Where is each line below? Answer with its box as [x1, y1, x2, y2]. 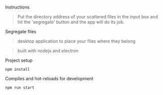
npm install [5, 67, 30, 72]
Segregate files [5, 29, 36, 34]
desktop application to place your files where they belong [17, 38, 136, 44]
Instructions [5, 4, 30, 10]
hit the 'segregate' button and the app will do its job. [17, 19, 125, 25]
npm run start [5, 85, 35, 90]
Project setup [5, 57, 33, 63]
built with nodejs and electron [17, 48, 79, 53]
